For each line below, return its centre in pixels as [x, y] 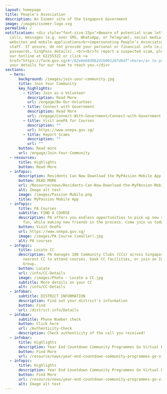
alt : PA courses [35, 241]
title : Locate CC [36, 250]
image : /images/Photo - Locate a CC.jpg [61, 278]
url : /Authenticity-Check [45, 328]
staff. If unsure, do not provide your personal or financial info [81, 47]
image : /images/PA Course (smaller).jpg [61, 236]
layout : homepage [23, 10]
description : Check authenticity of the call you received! [82, 333]
